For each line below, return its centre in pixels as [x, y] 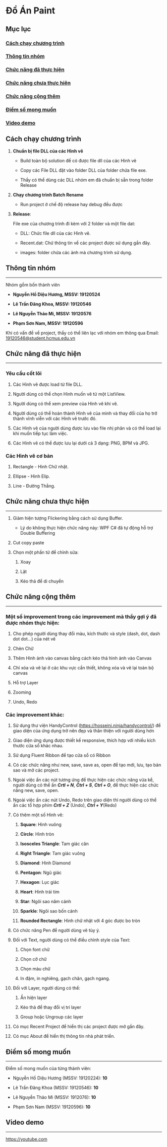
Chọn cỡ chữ [33, 959]
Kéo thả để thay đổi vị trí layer [51, 1007]
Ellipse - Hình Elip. [31, 476]
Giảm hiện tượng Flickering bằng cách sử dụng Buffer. [68, 518]
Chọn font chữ [35, 950]
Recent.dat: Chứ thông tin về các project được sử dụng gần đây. [85, 243]
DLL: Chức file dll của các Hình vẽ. [56, 233]
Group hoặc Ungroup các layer [52, 1017]
